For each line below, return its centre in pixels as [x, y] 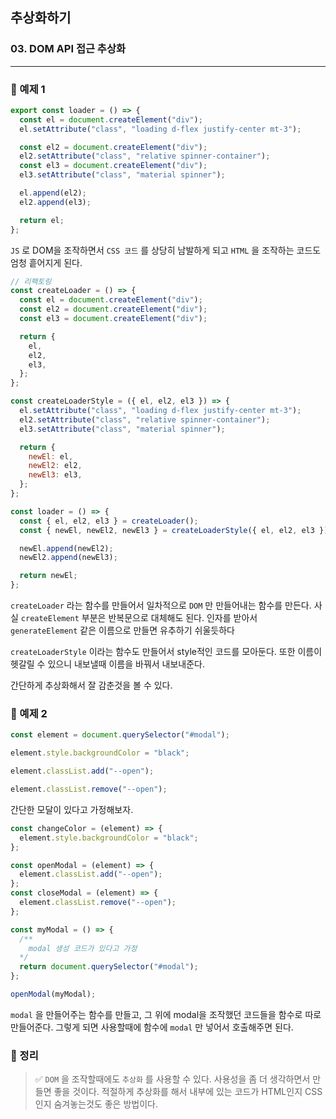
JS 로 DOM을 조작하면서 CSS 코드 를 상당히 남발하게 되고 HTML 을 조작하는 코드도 [166, 250]
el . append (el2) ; [53, 193]
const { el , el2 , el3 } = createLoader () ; [109, 521]
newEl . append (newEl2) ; [66, 548]
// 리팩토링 [31, 281]
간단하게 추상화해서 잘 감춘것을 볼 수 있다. [91, 685]
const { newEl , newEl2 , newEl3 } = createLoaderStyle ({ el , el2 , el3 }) [174, 530]
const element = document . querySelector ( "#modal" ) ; [120, 735]
